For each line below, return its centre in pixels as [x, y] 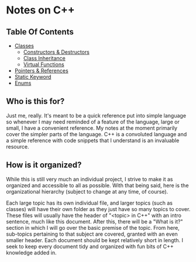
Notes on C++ [40, 10]
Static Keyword [33, 77]
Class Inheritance [44, 58]
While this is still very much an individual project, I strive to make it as [90, 179]
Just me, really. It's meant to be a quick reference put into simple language [96, 115]
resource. [18, 146]
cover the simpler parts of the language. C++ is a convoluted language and [97, 134]
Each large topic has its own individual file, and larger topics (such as [89, 203]
